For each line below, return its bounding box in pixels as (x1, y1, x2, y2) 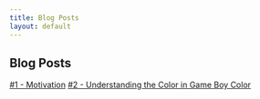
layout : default (9, 22, 71, 31)
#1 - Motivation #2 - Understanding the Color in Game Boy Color (9, 79, 252, 91)
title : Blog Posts (9, 13, 79, 23)
